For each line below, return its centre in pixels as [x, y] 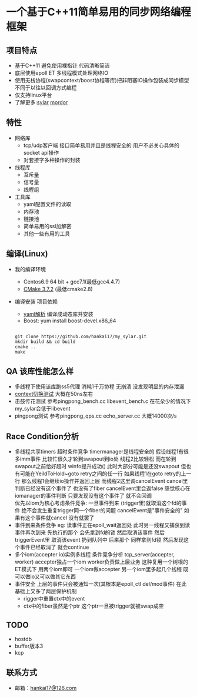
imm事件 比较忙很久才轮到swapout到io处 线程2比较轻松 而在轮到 [98, 459]
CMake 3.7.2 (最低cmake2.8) [58, 289]
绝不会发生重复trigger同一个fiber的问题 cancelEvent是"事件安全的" [102, 511]
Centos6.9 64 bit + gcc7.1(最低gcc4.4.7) [72, 281]
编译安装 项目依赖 [36, 301]
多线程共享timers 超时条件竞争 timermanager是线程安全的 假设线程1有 [99, 452]
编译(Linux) [27, 254]
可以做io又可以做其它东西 [45, 576]
